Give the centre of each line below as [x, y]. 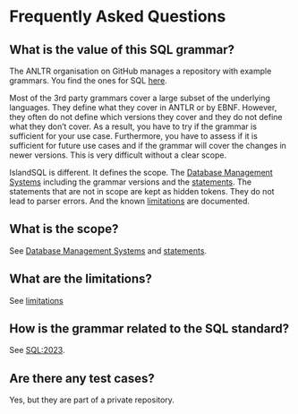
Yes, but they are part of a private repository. [92, 400]
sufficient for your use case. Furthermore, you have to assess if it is [133, 136]
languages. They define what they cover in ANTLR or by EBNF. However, [143, 108]
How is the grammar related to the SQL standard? [149, 329]
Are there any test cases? [82, 378]
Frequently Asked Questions [118, 17]
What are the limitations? [81, 279]
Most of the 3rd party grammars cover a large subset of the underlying [140, 98]
